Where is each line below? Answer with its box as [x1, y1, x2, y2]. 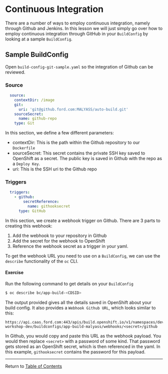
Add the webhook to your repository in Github [12, 232, 107, 238]
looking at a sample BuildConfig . [5, 36, 72, 42]
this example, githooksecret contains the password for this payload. [5, 348, 146, 354]
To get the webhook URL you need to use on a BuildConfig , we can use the [5, 252, 160, 258]
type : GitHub [18, 208, 46, 213]
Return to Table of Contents [5, 363, 62, 369]
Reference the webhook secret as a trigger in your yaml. [12, 243, 128, 249]
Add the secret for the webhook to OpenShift [12, 237, 105, 243]
